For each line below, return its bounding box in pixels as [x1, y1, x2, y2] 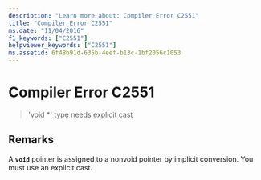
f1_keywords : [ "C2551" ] [8, 34, 88, 42]
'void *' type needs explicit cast [27, 110, 133, 119]
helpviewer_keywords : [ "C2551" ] [8, 42, 116, 50]
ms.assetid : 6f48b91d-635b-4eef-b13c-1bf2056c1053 [8, 49, 181, 57]
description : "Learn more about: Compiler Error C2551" [8, 11, 199, 20]
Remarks [8, 133, 55, 146]
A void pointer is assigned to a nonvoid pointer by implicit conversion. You [8, 154, 254, 164]
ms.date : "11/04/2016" [8, 26, 84, 34]
